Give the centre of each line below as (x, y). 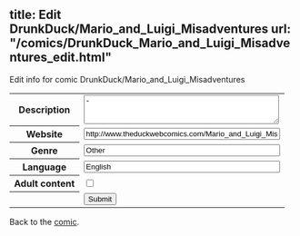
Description (45, 110)
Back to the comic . (45, 221)
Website (45, 134)
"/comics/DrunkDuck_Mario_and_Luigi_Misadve (150, 43)
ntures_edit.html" (60, 58)
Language (44, 167)
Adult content (45, 183)
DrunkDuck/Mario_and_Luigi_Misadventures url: (150, 29)
